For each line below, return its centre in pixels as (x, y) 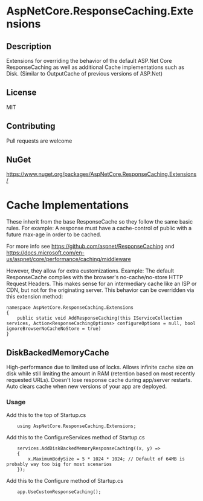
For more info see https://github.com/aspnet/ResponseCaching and (90, 247)
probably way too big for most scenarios (59, 464)
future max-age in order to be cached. (54, 234)
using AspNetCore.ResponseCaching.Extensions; (77, 426)
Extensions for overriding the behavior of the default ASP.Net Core (89, 61)
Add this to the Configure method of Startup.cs (65, 481)
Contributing (31, 126)
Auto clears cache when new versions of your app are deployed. (87, 386)
